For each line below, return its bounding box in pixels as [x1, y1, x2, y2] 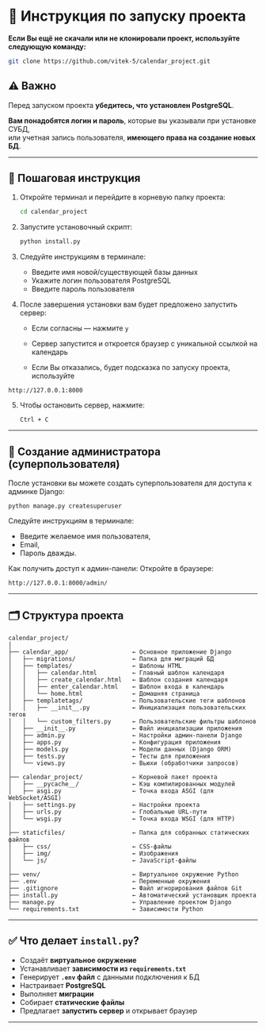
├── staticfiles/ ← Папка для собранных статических [8, 828, 249, 836]
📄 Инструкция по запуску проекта [8, 7, 247, 25]
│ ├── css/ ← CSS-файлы [8, 842, 172, 851]
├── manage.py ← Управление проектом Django [8, 898, 232, 906]
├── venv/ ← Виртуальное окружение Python [8, 870, 239, 878]
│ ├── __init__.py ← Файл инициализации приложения [8, 724, 243, 732]
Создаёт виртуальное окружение [19, 955, 137, 964]
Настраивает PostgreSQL [19, 980, 106, 990]
